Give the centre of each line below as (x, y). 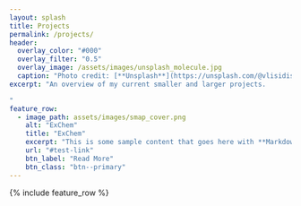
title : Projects (39, 26)
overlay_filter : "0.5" (60, 59)
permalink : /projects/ (52, 34)
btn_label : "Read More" (70, 159)
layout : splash (38, 17)
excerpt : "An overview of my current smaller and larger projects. (138, 84)
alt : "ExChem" (52, 125)
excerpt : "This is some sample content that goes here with (140, 142)
